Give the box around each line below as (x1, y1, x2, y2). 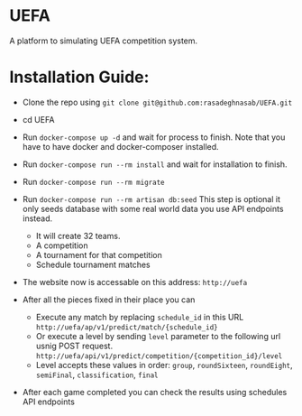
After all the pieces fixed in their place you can (22, 294, 196, 305)
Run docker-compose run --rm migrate (22, 176, 165, 187)
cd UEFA (22, 114, 55, 125)
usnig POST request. (35, 340, 114, 351)
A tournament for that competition (35, 249, 162, 260)
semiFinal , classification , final (35, 369, 160, 380)
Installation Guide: (9, 67, 150, 88)
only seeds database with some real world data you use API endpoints (22, 203, 284, 214)
